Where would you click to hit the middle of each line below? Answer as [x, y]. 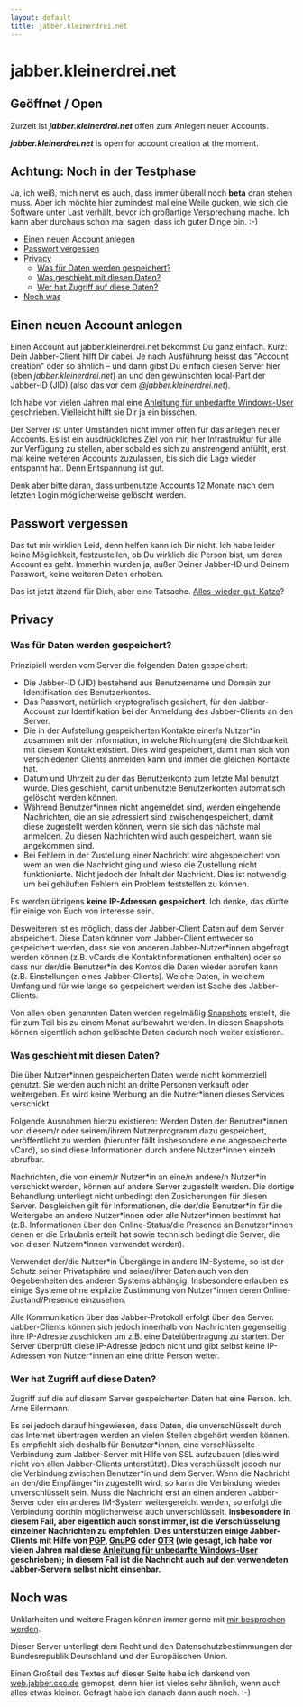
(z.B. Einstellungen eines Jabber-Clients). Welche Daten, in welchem [138, 976]
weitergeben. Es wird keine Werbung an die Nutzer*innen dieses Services [147, 1094]
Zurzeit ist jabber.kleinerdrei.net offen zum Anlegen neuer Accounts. [139, 125]
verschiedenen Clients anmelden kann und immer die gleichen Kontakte [157, 759]
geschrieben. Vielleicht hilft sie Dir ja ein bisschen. [104, 412]
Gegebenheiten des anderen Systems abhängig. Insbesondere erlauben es [149, 1280]
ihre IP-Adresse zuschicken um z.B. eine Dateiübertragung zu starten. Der [147, 1336]
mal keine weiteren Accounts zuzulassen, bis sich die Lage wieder [133, 459]
